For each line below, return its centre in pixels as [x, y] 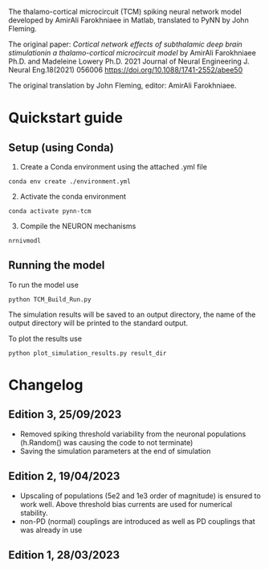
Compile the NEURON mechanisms [78, 226]
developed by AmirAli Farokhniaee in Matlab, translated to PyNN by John [128, 20]
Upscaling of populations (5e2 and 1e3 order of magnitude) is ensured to [140, 495]
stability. [34, 513]
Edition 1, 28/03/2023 [64, 555]
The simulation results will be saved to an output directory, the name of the [132, 314]
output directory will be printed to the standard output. [98, 323]
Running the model [57, 266]
